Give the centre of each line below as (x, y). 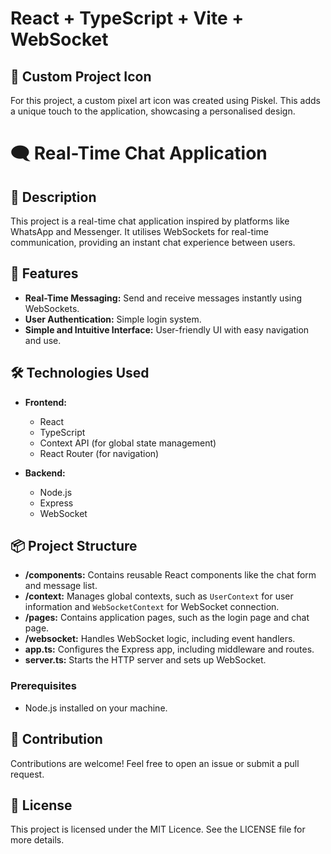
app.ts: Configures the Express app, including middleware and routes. (169, 649)
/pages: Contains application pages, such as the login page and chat (167, 618)
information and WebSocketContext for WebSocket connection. (152, 607)
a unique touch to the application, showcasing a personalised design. (153, 111)
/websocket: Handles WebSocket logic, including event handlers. (160, 639)
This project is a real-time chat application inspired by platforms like (150, 221)
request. (27, 774)
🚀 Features (44, 273)
